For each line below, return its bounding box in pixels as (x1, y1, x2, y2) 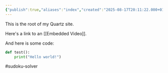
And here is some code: (5, 40, 54, 46)
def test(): (5, 50, 30, 55)
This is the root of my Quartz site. (5, 21, 74, 27)
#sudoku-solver (5, 63, 38, 70)
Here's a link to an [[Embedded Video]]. (5, 30, 87, 36)
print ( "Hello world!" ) (14, 54, 61, 60)
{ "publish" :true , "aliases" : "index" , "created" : (5, 7, 104, 12)
